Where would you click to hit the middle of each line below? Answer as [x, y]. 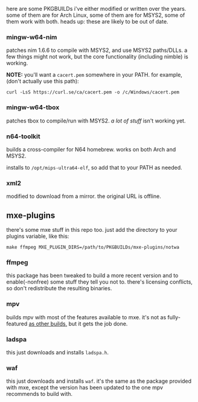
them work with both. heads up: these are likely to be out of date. [87, 21]
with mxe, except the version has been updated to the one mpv [85, 388]
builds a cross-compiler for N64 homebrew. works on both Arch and [91, 149]
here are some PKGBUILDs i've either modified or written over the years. [96, 9]
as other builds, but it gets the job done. [78, 324]
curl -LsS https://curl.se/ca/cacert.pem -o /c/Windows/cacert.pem [93, 92]
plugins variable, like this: [38, 236]
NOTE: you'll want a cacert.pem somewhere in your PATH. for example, [94, 75]
